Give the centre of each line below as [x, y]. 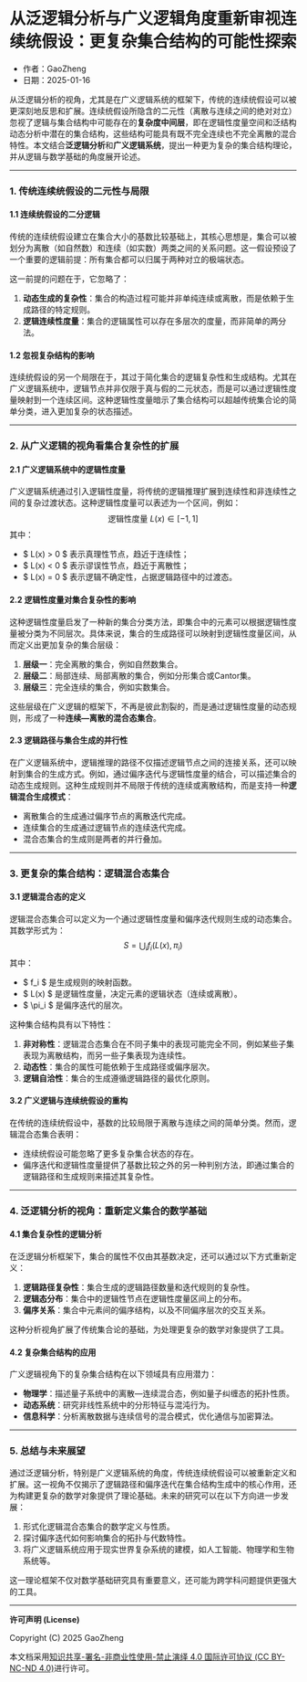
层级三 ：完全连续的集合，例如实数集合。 [98, 687]
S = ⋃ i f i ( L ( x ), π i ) [153, 946]
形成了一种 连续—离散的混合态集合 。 [93, 717]
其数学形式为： [37, 930]
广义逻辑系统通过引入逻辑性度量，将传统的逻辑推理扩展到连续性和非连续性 [149, 492]
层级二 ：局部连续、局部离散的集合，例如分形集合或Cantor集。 [139, 675]
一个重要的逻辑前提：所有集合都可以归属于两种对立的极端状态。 [129, 259]
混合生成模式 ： [45, 797]
